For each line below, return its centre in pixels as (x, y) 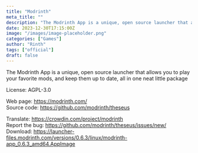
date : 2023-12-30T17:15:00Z (41, 28)
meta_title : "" (25, 17)
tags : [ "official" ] (30, 50)
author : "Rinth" (26, 45)
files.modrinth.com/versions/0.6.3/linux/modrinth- (67, 137)
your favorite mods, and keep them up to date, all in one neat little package (97, 78)
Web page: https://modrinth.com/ (47, 101)
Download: (19, 131)
